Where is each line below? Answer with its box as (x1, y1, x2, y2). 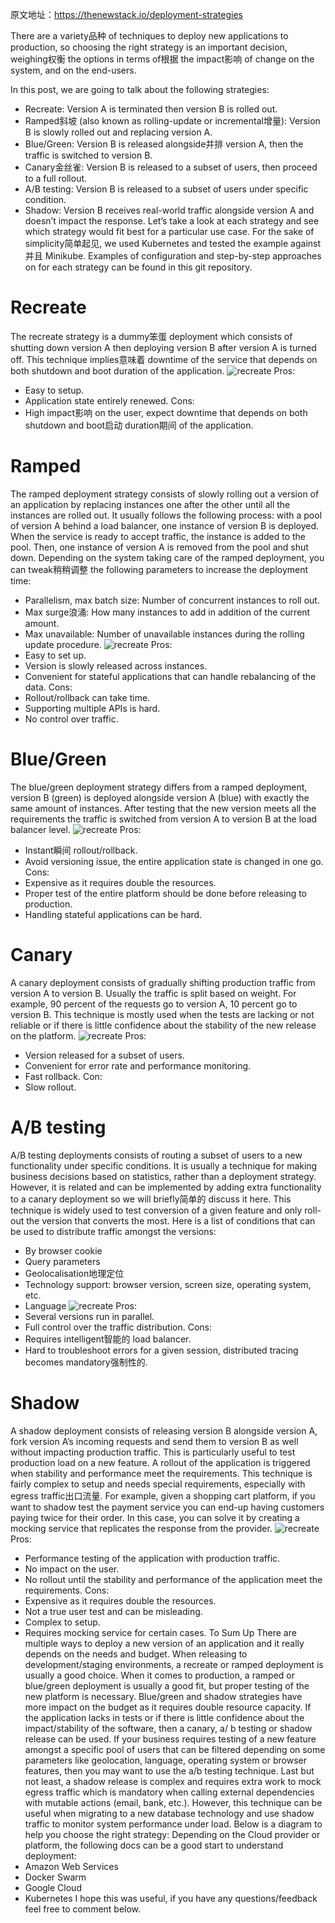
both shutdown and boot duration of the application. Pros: (10, 364, 296, 377)
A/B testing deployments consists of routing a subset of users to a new (10, 1149, 303, 1161)
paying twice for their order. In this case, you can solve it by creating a (10, 1511, 300, 1523)
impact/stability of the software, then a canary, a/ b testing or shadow (24, 1722, 313, 1734)
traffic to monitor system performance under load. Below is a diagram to (24, 1818, 323, 1830)
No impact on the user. (24, 1563, 120, 1575)
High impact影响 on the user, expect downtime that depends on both (24, 406, 308, 418)
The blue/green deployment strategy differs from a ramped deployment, (10, 781, 308, 793)
